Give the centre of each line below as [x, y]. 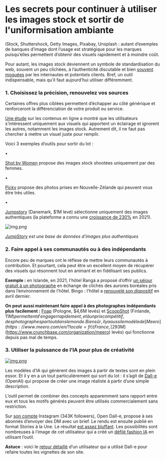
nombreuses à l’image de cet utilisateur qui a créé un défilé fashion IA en [80, 432]
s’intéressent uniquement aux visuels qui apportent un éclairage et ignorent [82, 124]
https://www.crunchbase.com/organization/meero [58, 332]
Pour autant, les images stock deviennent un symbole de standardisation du [83, 64]
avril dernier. [18, 296]
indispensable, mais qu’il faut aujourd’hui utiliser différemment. [69, 80]
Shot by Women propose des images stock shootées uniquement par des [80, 163]
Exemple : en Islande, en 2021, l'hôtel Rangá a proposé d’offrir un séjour [79, 280]
